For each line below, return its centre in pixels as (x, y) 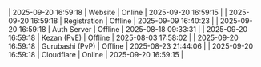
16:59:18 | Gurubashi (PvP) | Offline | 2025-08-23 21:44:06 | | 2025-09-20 (131, 46)
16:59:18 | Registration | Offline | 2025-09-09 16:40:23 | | (124, 21)
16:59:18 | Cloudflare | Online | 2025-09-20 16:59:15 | (96, 55)
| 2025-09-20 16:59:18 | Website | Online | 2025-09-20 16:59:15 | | (118, 12)
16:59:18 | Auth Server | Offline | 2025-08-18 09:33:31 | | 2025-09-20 (133, 29)
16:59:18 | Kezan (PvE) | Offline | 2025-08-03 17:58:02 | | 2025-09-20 (123, 37)
